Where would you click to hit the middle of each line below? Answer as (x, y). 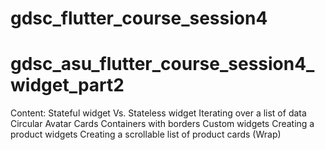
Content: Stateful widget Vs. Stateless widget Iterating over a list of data (158, 113)
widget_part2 (67, 85)
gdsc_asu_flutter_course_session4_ (162, 64)
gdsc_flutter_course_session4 (139, 18)
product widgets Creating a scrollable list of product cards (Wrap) (146, 134)
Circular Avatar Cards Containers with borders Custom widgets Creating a (162, 124)
